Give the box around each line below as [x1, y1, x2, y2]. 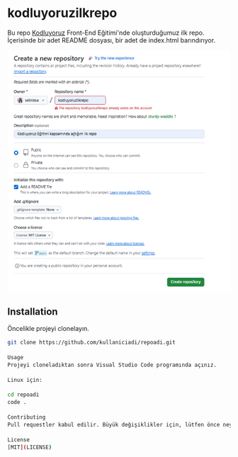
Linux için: [7, 376, 42, 383]
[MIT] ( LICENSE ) [7, 444, 52, 451]
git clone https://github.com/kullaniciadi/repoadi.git [7, 339, 176, 346]
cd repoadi [7, 391, 40, 398]
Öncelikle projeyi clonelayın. [7, 325, 90, 333]
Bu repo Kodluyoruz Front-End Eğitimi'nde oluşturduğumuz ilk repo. [7, 28, 205, 37]
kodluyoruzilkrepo [7, 5, 118, 21]
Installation [7, 305, 58, 317]
